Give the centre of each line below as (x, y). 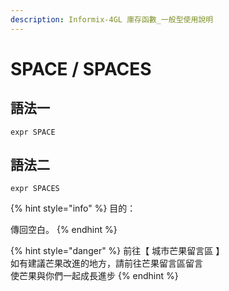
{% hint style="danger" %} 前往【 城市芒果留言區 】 (117, 251)
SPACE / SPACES (81, 68)
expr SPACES (35, 189)
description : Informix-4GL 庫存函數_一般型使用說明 (112, 19)
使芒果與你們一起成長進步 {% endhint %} (94, 276)
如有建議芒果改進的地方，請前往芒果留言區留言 (106, 263)
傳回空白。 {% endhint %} (64, 230)
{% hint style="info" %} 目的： (73, 208)
